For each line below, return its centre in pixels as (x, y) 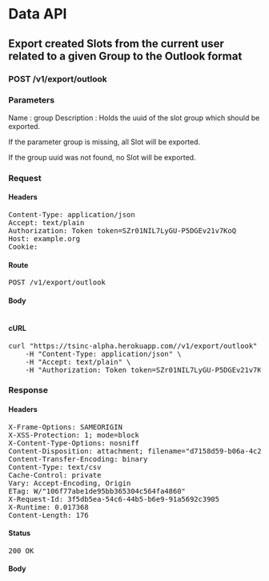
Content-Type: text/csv (55, 467)
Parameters (31, 100)
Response (28, 390)
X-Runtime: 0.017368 (49, 507)
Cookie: (23, 246)
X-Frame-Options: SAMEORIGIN (65, 427)
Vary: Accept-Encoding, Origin (70, 483)
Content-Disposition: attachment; (76, 451)
